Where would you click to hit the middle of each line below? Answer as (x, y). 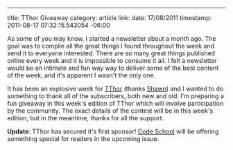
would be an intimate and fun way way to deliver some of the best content (113, 68)
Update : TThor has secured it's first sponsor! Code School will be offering (113, 131)
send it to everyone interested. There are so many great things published (111, 53)
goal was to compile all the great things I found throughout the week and (111, 46)
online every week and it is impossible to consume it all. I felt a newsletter (112, 60)
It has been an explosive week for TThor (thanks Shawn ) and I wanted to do (115, 88)
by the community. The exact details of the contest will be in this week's (110, 111)
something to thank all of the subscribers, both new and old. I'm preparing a (115, 96)
